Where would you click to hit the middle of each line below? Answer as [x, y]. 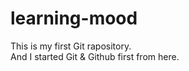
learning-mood [74, 18]
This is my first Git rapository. [71, 46]
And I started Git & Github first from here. [95, 56]
